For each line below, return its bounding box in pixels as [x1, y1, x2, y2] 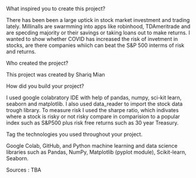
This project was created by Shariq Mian [6, 71, 105, 78]
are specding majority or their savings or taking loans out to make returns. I [6, 29, 190, 36]
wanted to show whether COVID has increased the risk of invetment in [6, 36, 178, 42]
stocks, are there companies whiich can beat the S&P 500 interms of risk [6, 42, 185, 49]
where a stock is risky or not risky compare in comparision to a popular [6, 113, 180, 120]
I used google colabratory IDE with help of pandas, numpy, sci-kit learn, [6, 94, 182, 101]
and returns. [6, 48, 36, 55]
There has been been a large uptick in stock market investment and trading [6, 17, 190, 23]
